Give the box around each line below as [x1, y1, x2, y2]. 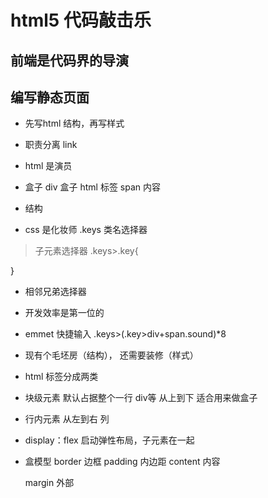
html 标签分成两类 [24, 371, 99, 383]
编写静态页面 [10, 89, 90, 106]
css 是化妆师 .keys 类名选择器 [24, 224, 148, 236]
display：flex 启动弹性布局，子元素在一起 [24, 434, 195, 446]
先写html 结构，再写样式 [24, 117, 125, 130]
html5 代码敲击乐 [10, 9, 152, 32]
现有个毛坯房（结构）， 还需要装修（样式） [24, 349, 199, 361]
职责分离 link [24, 139, 78, 151]
